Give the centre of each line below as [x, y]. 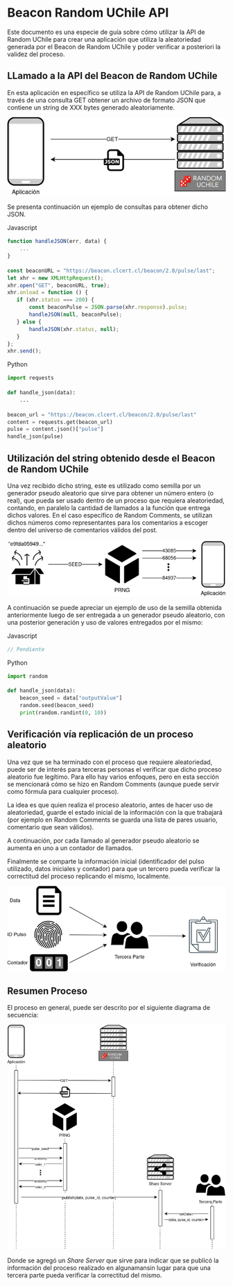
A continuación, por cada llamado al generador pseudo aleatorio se [103, 840]
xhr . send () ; [24, 351]
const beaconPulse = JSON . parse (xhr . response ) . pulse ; [108, 307]
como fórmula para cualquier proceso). [63, 791]
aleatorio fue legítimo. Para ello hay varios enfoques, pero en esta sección [113, 777]
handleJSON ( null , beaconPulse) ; [76, 314]
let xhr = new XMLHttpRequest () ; [55, 278]
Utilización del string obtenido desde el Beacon [111, 458]
